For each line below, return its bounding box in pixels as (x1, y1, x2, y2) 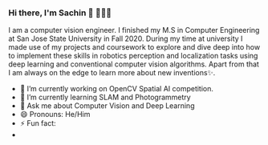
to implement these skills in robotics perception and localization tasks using (8, 51, 258, 61)
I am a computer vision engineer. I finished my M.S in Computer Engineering (8, 26, 260, 35)
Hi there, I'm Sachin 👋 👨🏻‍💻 (8, 7, 112, 18)
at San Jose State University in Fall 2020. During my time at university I (8, 34, 243, 43)
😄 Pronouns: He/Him (19, 110, 91, 119)
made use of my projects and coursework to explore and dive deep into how (8, 42, 261, 52)
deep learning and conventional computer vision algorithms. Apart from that (8, 59, 259, 69)
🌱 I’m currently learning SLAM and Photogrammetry (19, 92, 191, 103)
